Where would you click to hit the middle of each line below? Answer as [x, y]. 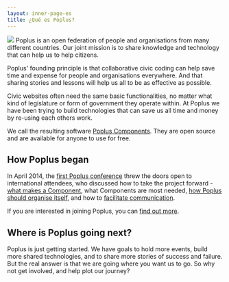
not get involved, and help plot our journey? [69, 271]
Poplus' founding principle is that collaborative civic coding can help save [111, 68]
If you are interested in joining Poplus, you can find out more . [93, 211]
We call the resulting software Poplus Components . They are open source [111, 131]
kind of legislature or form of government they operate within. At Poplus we [113, 103]
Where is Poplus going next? [70, 232]
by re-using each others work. [50, 118]
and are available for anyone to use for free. [69, 138]
